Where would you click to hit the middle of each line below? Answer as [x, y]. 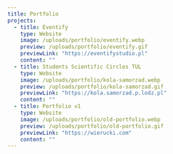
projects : [22, 21]
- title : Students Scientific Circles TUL [78, 67]
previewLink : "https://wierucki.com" [76, 133]
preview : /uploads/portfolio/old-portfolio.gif [92, 126]
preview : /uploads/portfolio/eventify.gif [84, 47]
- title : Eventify [41, 27]
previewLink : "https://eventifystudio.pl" [84, 54]
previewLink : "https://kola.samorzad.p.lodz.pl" [94, 93]
